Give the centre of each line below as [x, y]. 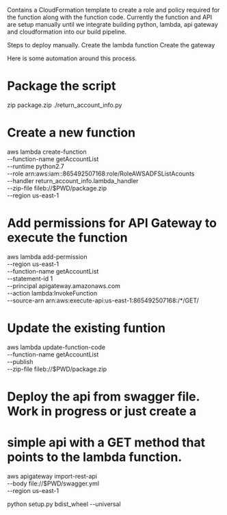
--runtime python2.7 [36, 166]
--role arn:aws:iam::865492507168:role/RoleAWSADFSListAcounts [101, 173]
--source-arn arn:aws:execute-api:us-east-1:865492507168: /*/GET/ [103, 300]
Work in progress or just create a [102, 411]
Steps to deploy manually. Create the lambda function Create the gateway [111, 45]
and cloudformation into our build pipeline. [67, 32]
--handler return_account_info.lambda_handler [73, 180]
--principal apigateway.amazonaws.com [64, 286]
